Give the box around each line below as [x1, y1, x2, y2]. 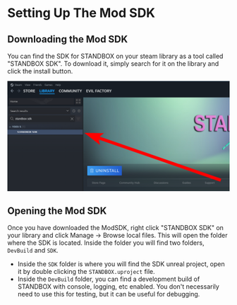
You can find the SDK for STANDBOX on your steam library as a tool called [7, 52, 224, 60]
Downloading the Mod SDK [7, 33, 128, 45]
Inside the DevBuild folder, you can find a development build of [17, 275, 200, 284]
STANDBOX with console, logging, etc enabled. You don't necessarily [17, 282, 220, 291]
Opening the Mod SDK [7, 205, 107, 217]
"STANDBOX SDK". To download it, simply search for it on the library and [7, 59, 219, 68]
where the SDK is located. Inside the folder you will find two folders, [7, 238, 205, 247]
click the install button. [7, 67, 73, 75]
